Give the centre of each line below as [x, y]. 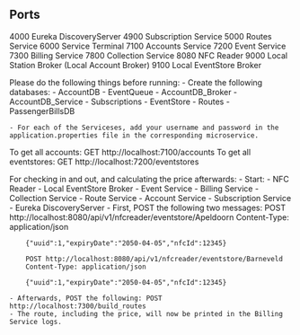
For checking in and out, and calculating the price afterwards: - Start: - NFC [150, 179]
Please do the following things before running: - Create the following [136, 82]
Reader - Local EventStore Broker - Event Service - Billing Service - [134, 189]
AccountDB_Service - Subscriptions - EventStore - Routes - [120, 101]
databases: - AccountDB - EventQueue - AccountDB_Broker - [124, 92]
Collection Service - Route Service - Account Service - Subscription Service [150, 198]
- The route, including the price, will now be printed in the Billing [146, 313]
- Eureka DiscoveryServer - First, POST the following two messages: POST [148, 207]
